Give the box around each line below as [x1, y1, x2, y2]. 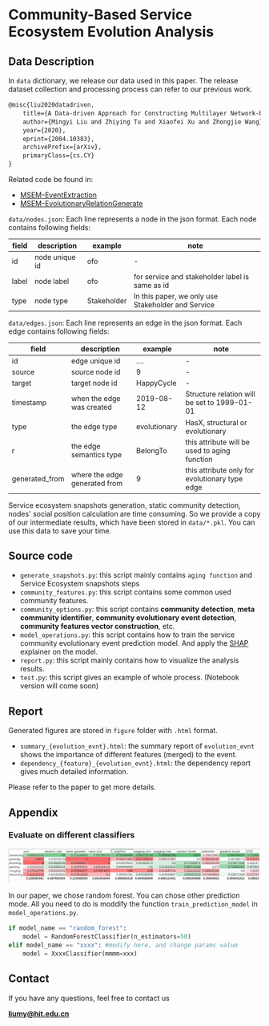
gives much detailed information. [19, 767, 129, 777]
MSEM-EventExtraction [19, 190, 98, 200]
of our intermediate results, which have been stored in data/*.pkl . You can [8, 517, 255, 527]
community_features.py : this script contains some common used [19, 587, 232, 597]
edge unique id [70, 355, 121, 366]
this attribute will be [185, 437, 251, 447]
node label [34, 276, 70, 286]
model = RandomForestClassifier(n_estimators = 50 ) [22, 933, 192, 941]
